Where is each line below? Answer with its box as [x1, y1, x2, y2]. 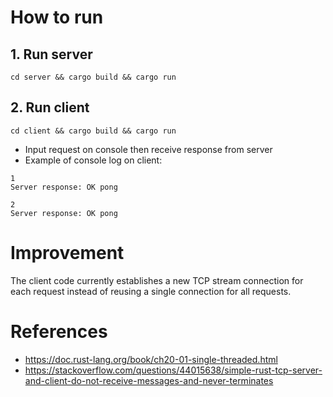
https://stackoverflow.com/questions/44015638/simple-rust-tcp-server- [24, 364, 323, 376]
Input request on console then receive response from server [24, 143, 273, 155]
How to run [10, 6, 104, 29]
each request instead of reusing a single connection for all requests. [10, 285, 292, 297]
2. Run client [10, 99, 90, 116]
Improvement [10, 242, 125, 264]
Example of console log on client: [24, 154, 163, 166]
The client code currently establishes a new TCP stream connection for [10, 274, 304, 286]
